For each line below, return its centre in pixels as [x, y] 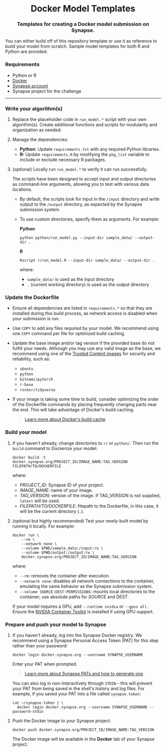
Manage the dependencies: [40, 140]
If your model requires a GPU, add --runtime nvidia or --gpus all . [80, 606]
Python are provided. [26, 52]
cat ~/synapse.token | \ [38, 703]
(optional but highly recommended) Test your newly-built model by [80, 521]
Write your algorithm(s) [34, 109]
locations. [22, 189]
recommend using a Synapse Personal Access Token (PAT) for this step [85, 640]
